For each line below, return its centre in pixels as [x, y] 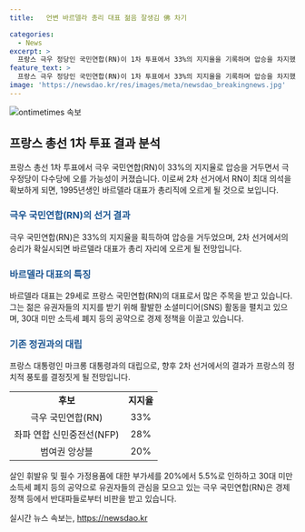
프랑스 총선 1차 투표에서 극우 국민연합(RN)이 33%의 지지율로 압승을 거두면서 [144, 167]
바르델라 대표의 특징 [50, 274]
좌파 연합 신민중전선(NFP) [67, 435]
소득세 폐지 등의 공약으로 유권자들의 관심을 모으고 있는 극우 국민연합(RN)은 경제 [150, 487]
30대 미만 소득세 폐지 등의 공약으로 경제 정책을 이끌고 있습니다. [133, 318]
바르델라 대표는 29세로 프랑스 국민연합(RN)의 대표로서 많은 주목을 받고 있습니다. [151, 296]
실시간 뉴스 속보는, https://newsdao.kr [79, 518]
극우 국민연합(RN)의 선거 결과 [70, 216]
